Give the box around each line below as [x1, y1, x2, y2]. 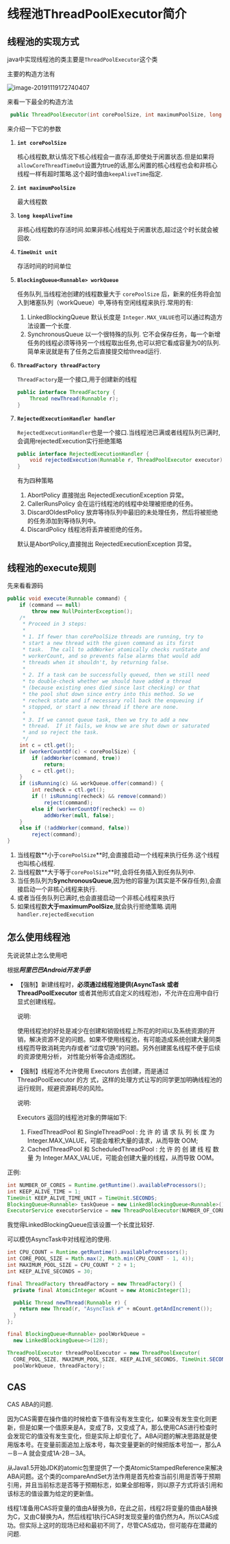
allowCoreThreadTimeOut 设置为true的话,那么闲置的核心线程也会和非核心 [16, 161, 218, 169]
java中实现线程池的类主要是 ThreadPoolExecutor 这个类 [7, 56, 158, 63]
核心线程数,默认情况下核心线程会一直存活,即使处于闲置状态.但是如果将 [16, 152, 214, 161]
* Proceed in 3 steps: [22, 620, 88, 628]
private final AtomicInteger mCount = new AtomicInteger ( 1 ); [13, 1287, 192, 1294]
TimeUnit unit [16, 248, 57, 256]
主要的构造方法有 [7, 70, 55, 78]
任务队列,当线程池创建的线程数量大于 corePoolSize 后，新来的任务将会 [16, 290, 216, 298]
